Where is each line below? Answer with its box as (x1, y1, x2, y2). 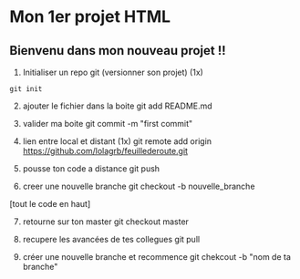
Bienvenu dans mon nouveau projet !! (9, 43, 226, 58)
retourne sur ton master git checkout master (22, 216, 190, 227)
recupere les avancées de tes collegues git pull (22, 234, 201, 244)
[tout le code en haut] (9, 199, 91, 209)
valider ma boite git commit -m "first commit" (22, 119, 193, 129)
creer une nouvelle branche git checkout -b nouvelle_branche (22, 181, 255, 191)
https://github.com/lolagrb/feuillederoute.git (22, 146, 189, 156)
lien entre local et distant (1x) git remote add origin (22, 136, 212, 147)
